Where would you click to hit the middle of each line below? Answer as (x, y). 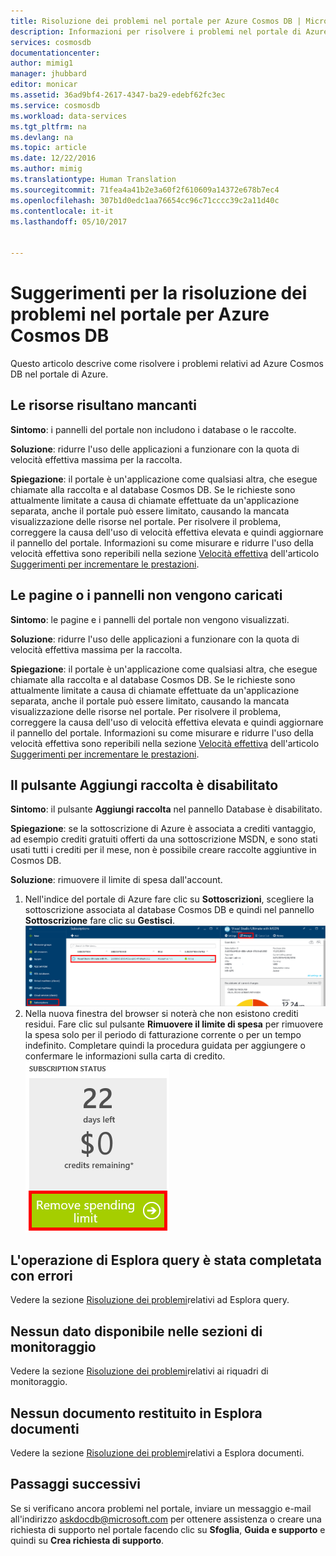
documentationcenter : (55, 53)
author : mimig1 (42, 63)
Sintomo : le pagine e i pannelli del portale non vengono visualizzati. (150, 619)
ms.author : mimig (46, 169)
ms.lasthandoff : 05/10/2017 (69, 221)
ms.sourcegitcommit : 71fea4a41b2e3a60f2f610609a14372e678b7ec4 (145, 190)
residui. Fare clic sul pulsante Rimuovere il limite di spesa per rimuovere (174, 1024)
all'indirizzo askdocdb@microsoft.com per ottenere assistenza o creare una (166, 1519)
